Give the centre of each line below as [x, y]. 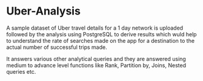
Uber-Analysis [43, 11]
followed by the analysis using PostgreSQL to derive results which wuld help [101, 34]
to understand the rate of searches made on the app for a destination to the [101, 40]
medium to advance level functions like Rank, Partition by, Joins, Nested [96, 65]
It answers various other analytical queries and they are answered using [96, 59]
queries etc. [21, 71]
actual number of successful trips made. [57, 47]
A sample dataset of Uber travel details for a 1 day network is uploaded [95, 28]
